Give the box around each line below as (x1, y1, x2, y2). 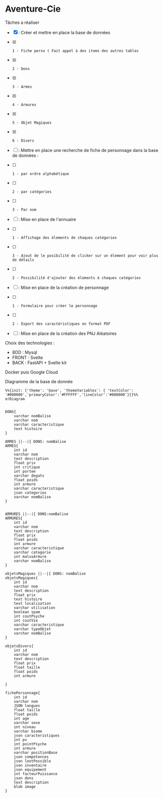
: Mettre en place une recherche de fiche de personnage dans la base (18, 147, 159, 153)
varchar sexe (14, 720, 40, 725)
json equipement (14, 767, 47, 772)
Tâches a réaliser (5, 19, 40, 25)
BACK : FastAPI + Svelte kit (12, 359, 67, 366)
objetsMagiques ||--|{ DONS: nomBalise (5, 571, 86, 576)
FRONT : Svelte (12, 354, 43, 360)
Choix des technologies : (5, 340, 55, 346)
